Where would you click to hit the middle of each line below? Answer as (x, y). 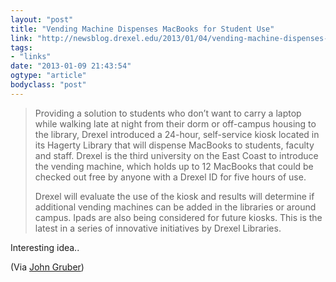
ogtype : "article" (48, 76)
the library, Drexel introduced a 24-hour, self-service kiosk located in (177, 134)
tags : (21, 47)
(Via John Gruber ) (47, 267)
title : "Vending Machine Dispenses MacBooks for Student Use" (142, 29)
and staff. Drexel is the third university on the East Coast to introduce (176, 155)
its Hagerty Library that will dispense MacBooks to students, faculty (174, 145)
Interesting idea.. (45, 247)
